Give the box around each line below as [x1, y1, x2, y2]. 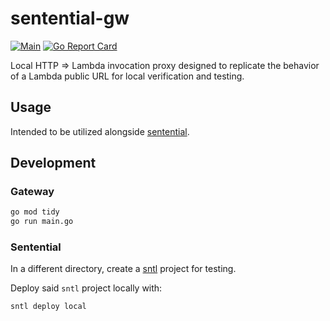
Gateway [10, 185, 55, 199]
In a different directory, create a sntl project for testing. [10, 263, 237, 275]
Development [10, 155, 97, 172]
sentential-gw [10, 7, 130, 30]
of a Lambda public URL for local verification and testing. [10, 70, 245, 82]
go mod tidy [10, 207, 60, 217]
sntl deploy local [10, 302, 87, 312]
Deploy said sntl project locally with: [10, 282, 163, 294]
